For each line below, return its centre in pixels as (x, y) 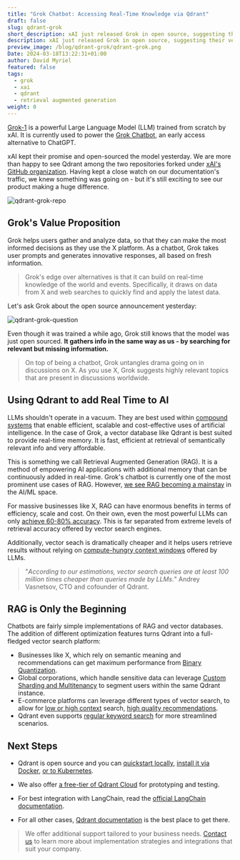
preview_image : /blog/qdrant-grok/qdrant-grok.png (84, 47)
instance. (31, 693)
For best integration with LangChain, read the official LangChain (112, 799)
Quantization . (37, 670)
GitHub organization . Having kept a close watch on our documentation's (114, 171)
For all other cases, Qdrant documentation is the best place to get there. (124, 820)
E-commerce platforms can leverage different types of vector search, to (124, 701)
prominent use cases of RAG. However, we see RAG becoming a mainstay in (120, 484)
